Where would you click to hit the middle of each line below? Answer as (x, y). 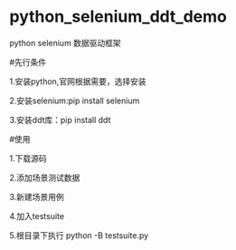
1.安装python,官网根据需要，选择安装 (78, 81)
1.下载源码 (28, 158)
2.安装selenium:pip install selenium (75, 101)
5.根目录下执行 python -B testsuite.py (79, 235)
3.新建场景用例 (37, 197)
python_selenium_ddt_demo (118, 17)
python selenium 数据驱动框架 (66, 43)
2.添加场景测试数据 (45, 178)
